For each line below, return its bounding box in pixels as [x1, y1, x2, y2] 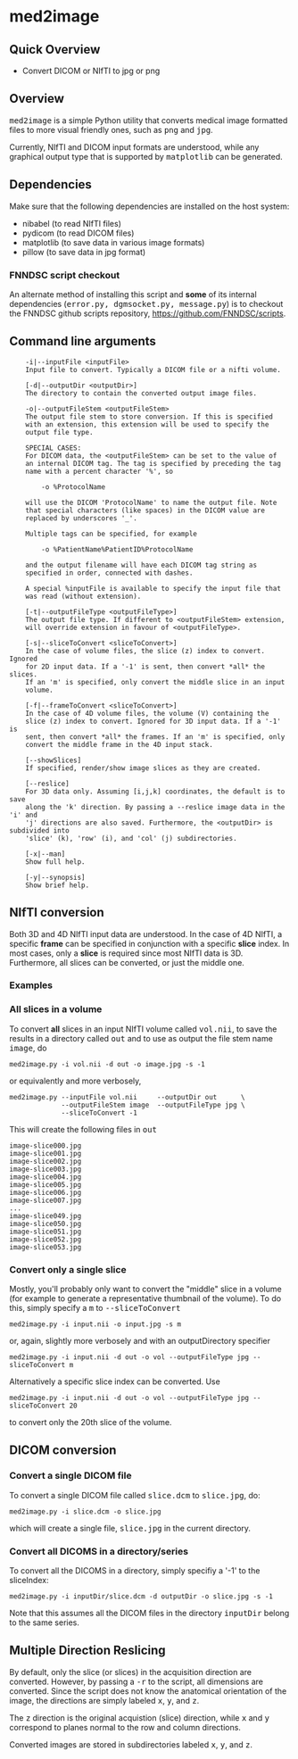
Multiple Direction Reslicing [9, 1643, 167, 1658]
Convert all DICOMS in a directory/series [9, 1545, 189, 1557]
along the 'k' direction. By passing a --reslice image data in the [25, 802, 286, 811]
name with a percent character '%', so [25, 467, 174, 476]
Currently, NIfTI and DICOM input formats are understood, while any [9, 141, 260, 153]
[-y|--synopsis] [25, 873, 87, 882]
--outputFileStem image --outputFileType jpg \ [61, 1100, 245, 1109]
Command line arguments [9, 334, 156, 349]
